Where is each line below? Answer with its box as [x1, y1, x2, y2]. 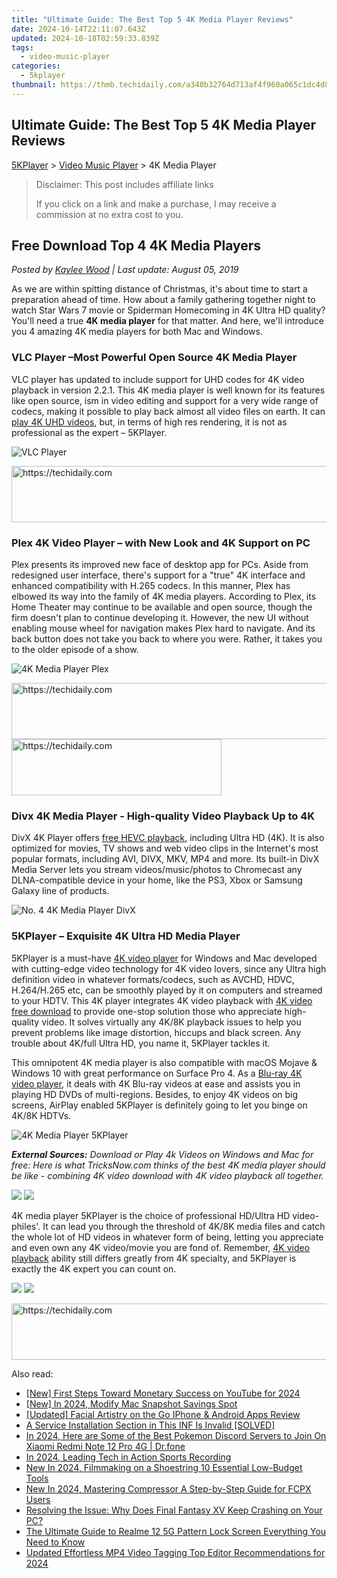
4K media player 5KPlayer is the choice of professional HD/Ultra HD [11, 1209, 291, 1221]
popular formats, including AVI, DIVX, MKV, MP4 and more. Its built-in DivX [11, 853, 320, 865]
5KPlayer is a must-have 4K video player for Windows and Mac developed [11, 952, 318, 964]
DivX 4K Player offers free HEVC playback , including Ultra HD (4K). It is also [11, 832, 325, 844]
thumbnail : [11, 80, 57, 90]
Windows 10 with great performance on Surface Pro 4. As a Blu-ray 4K [11, 1067, 303, 1079]
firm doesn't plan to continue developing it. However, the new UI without [11, 611, 309, 623]
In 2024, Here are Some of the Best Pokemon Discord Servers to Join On [25, 1429, 327, 1441]
